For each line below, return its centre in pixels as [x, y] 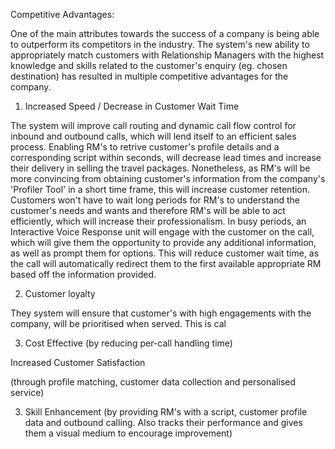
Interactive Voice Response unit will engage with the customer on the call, [162, 232]
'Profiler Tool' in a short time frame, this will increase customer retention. [160, 189]
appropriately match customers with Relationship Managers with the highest [167, 55]
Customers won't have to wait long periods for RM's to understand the [155, 200]
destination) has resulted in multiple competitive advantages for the [149, 76]
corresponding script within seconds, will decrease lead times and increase [166, 157]
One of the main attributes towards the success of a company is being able [165, 33]
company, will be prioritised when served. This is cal [118, 323]
